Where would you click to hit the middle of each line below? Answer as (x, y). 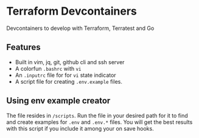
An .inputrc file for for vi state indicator (66, 75)
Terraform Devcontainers (72, 11)
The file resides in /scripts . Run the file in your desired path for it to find (97, 115)
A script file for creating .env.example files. (69, 81)
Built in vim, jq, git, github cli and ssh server (70, 62)
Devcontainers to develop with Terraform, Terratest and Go (80, 28)
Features (23, 47)
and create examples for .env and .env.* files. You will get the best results (100, 122)
